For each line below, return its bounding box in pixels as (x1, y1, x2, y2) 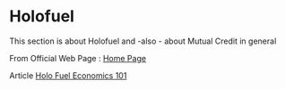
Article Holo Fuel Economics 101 (9, 69, 127, 81)
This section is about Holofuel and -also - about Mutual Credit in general (9, 36, 277, 46)
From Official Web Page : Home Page (9, 53, 146, 63)
